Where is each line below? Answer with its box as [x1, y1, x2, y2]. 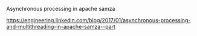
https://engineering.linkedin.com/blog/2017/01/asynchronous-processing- [6, 17, 191, 23]
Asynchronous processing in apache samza [6, 5, 115, 12]
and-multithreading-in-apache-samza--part [6, 23, 116, 30]
